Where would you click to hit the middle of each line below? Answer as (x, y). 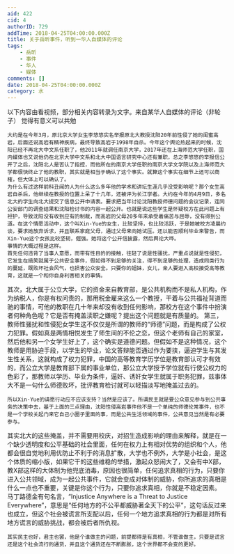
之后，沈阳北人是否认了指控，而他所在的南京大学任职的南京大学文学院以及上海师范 (118, 165)
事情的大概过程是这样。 (36, 246)
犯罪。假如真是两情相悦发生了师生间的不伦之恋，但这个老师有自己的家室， (120, 333)
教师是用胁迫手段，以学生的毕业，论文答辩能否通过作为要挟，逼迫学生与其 (114, 350)
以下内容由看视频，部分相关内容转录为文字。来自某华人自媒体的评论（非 (111, 112)
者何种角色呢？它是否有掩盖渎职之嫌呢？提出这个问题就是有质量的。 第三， (115, 316)
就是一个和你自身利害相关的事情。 (64, 276)
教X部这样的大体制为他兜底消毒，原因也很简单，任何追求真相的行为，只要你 (116, 470)
